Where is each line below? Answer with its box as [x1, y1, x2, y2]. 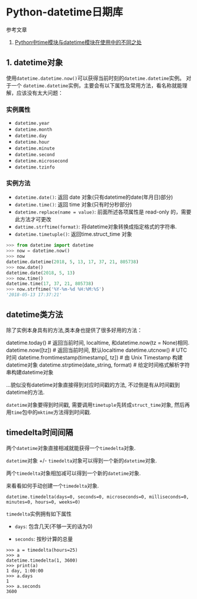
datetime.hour [14, 140, 50, 145]
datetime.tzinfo [14, 164, 55, 170]
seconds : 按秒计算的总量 [14, 535, 73, 542]
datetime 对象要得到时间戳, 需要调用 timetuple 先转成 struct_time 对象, [6, 401, 173, 408]
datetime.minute [14, 145, 55, 151]
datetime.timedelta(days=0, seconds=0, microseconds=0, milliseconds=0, [6, 494, 189, 500]
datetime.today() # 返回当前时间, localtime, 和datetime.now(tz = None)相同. [6, 339, 190, 346]
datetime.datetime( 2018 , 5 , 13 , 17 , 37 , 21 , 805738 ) [6, 258, 139, 265]
